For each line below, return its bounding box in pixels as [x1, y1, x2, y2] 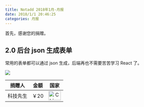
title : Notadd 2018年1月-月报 [5, 7, 64, 12]
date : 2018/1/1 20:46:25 [5, 12, 56, 17]
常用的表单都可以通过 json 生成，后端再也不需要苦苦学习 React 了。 [5, 60, 142, 66]
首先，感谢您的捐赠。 [5, 30, 48, 36]
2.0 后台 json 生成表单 [5, 46, 73, 54]
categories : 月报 [5, 16, 39, 21]
